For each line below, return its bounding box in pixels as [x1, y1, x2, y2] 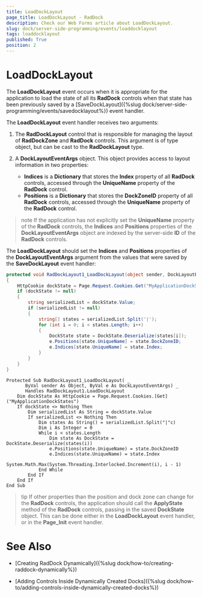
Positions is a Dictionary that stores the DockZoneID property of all [23, 192, 194, 199]
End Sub [6, 482, 26, 488]
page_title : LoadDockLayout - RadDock [6, 14, 103, 20]
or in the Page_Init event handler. [20, 518, 104, 526]
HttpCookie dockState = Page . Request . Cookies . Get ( [17, 283, 147, 289]
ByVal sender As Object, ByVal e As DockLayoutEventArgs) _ [25, 383, 179, 389]
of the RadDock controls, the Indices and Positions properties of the [20, 223, 192, 230]
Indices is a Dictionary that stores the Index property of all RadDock [23, 172, 195, 180]
